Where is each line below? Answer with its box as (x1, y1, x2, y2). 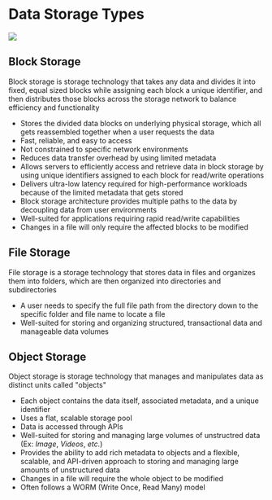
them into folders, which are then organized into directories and (8, 276, 222, 286)
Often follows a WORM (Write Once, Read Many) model (19, 482, 205, 493)
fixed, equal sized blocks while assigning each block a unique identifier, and (8, 85, 263, 94)
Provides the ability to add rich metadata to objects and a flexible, (19, 448, 240, 458)
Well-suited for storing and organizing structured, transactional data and (19, 318, 262, 327)
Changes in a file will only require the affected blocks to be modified (19, 221, 249, 232)
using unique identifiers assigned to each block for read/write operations (19, 170, 265, 180)
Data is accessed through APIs (19, 422, 123, 432)
